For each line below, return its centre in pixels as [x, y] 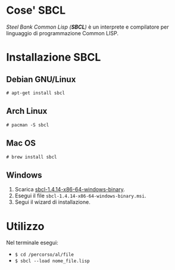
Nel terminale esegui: [32, 243]
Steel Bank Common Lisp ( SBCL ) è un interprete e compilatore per [87, 27]
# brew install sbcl [32, 157]
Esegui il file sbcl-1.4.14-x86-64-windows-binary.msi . [80, 196]
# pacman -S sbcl [28, 125]
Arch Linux [27, 111]
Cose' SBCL [36, 10]
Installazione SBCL [54, 58]
